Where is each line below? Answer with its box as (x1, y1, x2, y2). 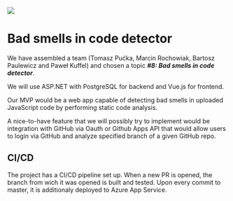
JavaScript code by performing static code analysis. (7, 103, 158, 111)
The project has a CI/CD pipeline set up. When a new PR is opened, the (7, 170, 213, 179)
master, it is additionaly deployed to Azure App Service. (7, 186, 167, 194)
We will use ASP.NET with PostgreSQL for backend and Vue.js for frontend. (7, 82, 225, 90)
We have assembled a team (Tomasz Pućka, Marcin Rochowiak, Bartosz (7, 53, 216, 62)
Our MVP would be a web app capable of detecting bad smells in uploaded (7, 95, 224, 104)
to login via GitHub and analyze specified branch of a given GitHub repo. (7, 132, 217, 140)
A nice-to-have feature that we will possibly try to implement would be (7, 116, 210, 125)
